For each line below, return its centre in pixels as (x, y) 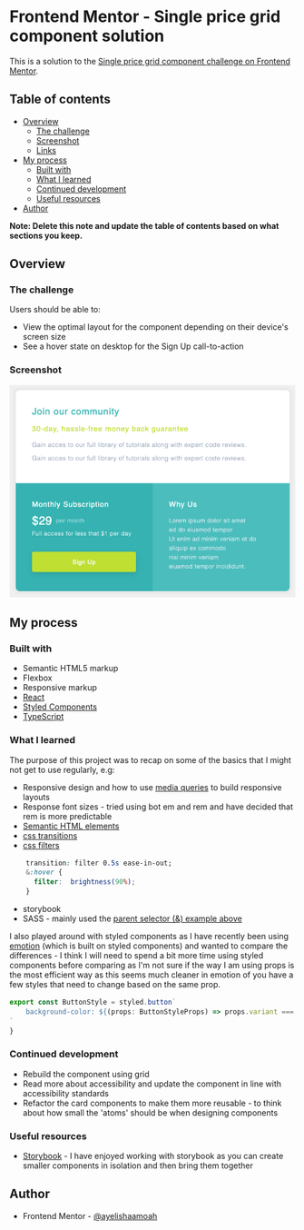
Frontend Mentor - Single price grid (145, 17)
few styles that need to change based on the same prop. (115, 984)
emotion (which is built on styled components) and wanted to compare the (149, 946)
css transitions (50, 835)
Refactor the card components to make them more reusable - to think (152, 1103)
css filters (41, 845)
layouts (36, 797)
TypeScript (43, 717)
